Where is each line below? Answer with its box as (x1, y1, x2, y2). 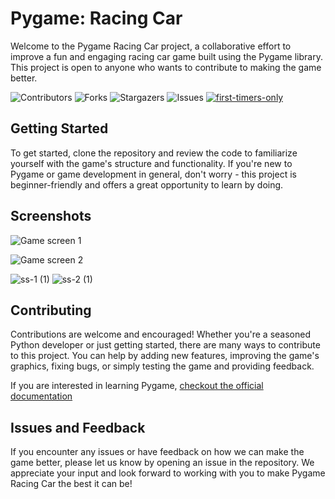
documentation (10, 390, 73, 402)
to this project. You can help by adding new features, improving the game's (10, 350, 320, 362)
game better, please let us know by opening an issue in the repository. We (10, 457, 315, 469)
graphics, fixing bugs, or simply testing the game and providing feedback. (10, 360, 315, 372)
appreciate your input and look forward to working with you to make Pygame (10, 467, 326, 479)
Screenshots (10, 208, 92, 225)
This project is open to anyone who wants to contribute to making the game (10, 61, 322, 73)
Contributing (10, 302, 92, 319)
